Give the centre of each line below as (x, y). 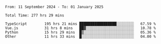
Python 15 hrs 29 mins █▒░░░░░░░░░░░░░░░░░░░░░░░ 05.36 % (80, 32)
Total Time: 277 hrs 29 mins (35, 15)
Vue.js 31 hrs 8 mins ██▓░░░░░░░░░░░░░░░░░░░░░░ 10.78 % (80, 28)
